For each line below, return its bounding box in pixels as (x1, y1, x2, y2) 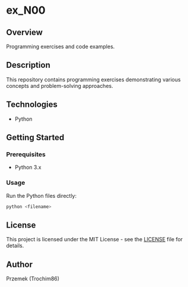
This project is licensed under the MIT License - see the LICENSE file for (6, 236, 183, 243)
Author (6, 259, 33, 269)
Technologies (6, 99, 58, 110)
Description (6, 60, 50, 70)
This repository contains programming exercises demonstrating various (6, 75, 181, 83)
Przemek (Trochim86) (6, 275, 60, 282)
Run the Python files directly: (6, 192, 77, 199)
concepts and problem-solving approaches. (6, 82, 114, 89)
